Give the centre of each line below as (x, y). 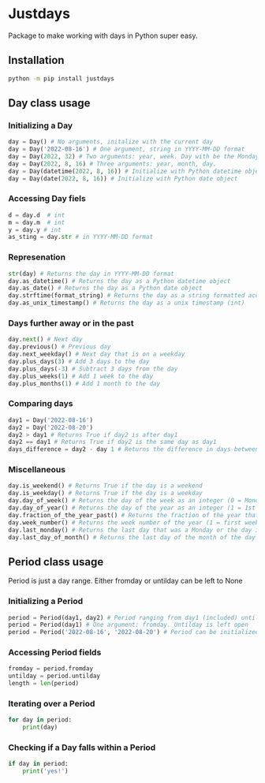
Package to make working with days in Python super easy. (103, 35)
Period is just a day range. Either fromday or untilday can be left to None (125, 581)
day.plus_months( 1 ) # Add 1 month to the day (84, 383)
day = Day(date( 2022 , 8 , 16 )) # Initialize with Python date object (123, 178)
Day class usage (49, 103)
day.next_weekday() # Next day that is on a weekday (97, 354)
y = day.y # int (35, 229)
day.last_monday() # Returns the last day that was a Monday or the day (130, 530)
